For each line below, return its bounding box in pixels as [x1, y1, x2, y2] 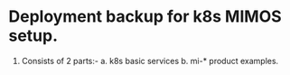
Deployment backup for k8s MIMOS [8, 6, 282, 27]
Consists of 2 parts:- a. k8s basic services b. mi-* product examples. [21, 55, 279, 66]
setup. [8, 25, 59, 46]
